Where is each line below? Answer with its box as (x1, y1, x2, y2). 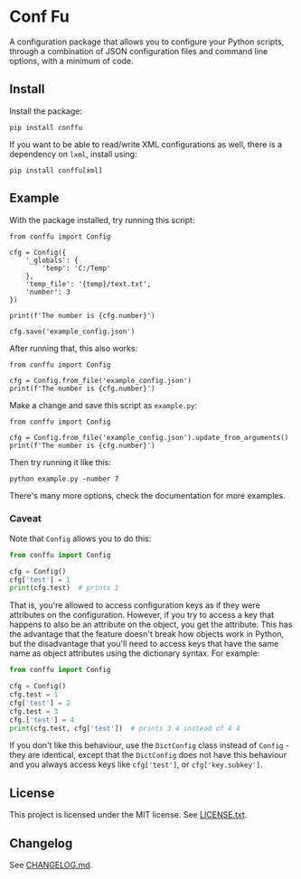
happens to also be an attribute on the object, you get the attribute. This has (9, 619, 293, 630)
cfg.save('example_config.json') (9, 327, 136, 336)
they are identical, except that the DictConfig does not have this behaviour (9, 750, 287, 761)
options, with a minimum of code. (9, 55, 134, 66)
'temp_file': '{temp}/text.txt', (25, 279, 152, 288)
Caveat (9, 512, 42, 525)
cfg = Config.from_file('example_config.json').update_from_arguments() (9, 433, 289, 442)
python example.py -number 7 (9, 474, 119, 483)
